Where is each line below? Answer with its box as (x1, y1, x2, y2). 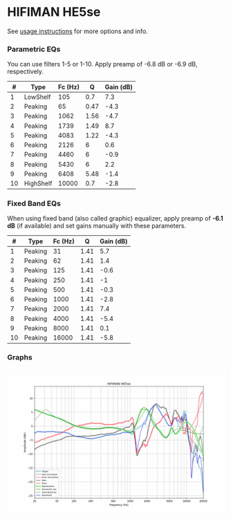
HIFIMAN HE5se (7, 4, 101, 20)
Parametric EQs (7, 44, 61, 54)
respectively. (7, 67, 44, 76)
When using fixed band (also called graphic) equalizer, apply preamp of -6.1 (7, 214, 223, 223)
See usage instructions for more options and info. (7, 27, 149, 35)
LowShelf (24, 93, 51, 101)
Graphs (7, 353, 33, 362)
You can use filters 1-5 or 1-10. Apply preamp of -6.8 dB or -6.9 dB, (7, 60, 198, 68)
